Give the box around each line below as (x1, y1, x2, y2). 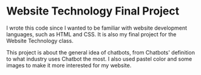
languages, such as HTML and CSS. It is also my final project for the (6, 30, 177, 37)
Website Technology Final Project (6, 4, 180, 18)
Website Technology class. (6, 37, 74, 44)
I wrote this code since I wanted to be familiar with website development (6, 24, 187, 31)
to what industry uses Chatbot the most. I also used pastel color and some (6, 55, 192, 62)
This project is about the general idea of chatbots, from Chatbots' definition (6, 48, 196, 56)
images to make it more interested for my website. (6, 62, 132, 69)
